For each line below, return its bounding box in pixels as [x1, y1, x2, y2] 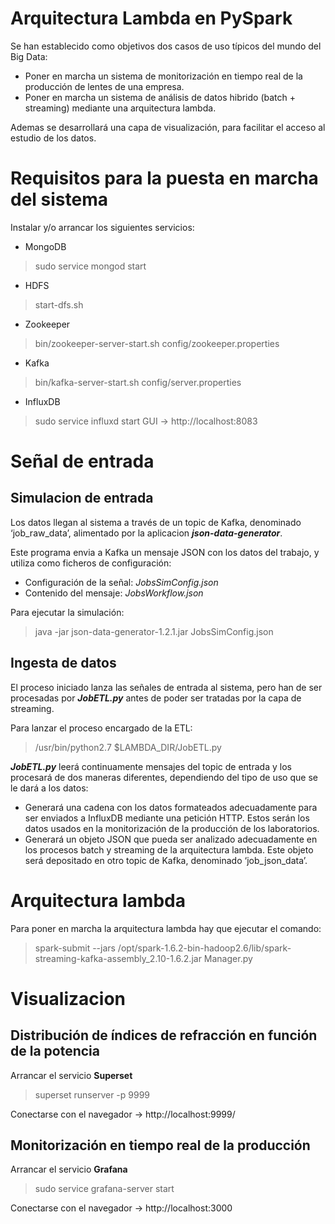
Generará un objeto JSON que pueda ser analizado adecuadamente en [24, 833, 318, 845]
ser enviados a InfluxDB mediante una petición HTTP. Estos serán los [24, 812, 310, 824]
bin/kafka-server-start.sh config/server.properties [34, 376, 242, 388]
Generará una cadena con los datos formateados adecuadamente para [24, 801, 318, 813]
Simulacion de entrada [10, 490, 154, 507]
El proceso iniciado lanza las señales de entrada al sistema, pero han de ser [10, 681, 323, 693]
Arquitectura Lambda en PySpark [10, 7, 293, 30]
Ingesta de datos [10, 655, 117, 672]
